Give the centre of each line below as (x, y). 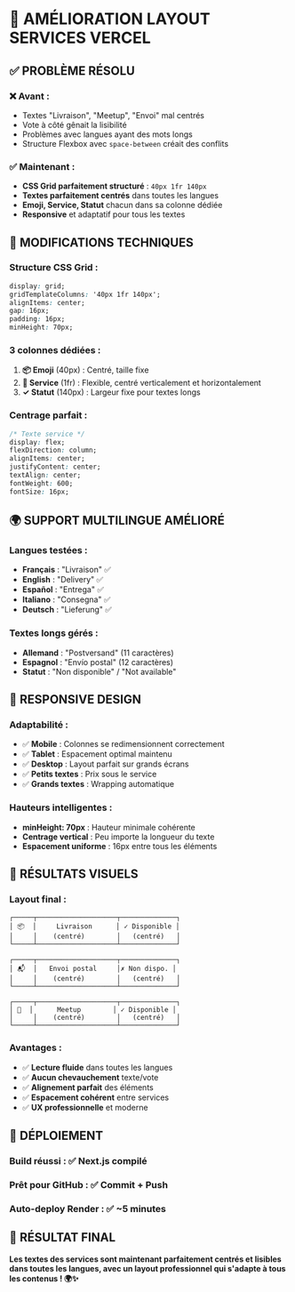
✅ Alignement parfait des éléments (88, 1087)
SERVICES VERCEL (80, 38)
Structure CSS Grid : (54, 268)
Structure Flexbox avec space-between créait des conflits (125, 143)
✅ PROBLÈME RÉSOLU (72, 71)
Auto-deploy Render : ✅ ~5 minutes (88, 1208)
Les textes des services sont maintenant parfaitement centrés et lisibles (145, 1259)
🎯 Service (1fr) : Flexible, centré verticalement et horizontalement (142, 383)
